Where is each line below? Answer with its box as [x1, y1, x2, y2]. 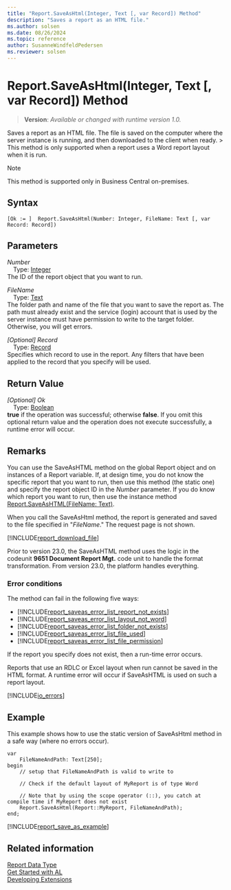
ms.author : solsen [7, 23, 60, 30]
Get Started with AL [7, 867, 63, 876]
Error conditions [7, 579, 63, 588]
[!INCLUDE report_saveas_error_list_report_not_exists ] [16, 608, 170, 616]
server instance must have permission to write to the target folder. [7, 315, 195, 324]
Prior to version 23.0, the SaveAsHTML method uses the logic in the [7, 547, 199, 555]
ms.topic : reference [7, 36, 67, 43]
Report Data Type [7, 860, 57, 869]
